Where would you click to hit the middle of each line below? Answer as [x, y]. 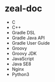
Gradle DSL [24, 32]
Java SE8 [22, 64]
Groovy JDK [24, 53]
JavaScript [23, 58]
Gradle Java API [28, 38]
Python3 [20, 74]
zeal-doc [24, 9]
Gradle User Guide [31, 43]
